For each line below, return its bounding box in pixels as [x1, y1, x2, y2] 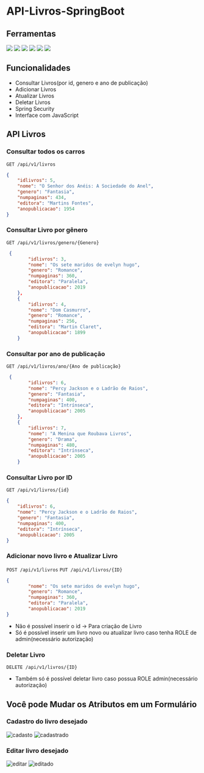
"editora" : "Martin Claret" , [28, 324, 102, 330]
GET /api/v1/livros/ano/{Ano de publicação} [6, 363, 121, 369]
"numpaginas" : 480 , [28, 442, 78, 448]
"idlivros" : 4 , [28, 301, 67, 307]
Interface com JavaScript [15, 111, 79, 119]
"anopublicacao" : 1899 [28, 330, 86, 336]
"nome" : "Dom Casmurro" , [28, 307, 91, 313]
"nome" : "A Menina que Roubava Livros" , [28, 430, 132, 436]
